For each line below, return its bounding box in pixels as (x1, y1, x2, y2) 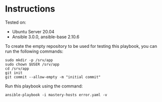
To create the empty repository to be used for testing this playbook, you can (5, 43, 158, 49)
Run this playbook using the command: (5, 83, 83, 89)
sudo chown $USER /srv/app (5, 62, 60, 67)
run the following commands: (5, 48, 64, 54)
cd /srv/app (5, 66, 29, 71)
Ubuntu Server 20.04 (12, 29, 55, 34)
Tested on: (5, 19, 27, 25)
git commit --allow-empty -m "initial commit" (5, 74, 101, 79)
